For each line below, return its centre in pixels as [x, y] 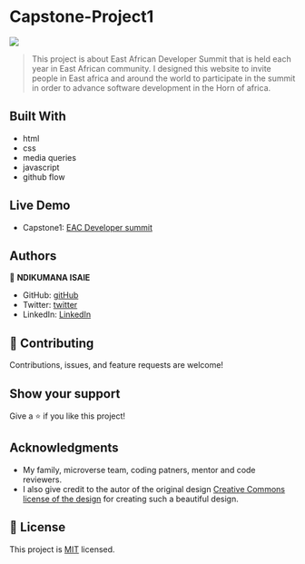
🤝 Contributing [52, 343]
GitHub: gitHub [50, 295]
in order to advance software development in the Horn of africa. [151, 87]
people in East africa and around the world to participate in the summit [163, 78]
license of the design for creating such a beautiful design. [130, 499]
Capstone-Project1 [82, 17]
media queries [49, 157]
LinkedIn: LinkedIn [57, 314]
